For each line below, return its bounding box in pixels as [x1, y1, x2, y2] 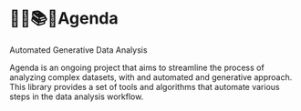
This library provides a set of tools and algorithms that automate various [9, 81, 280, 92]
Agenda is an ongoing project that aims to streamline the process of [9, 62, 265, 73]
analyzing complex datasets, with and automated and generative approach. [9, 71, 293, 83]
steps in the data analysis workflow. [9, 91, 144, 102]
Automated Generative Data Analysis [9, 44, 148, 55]
